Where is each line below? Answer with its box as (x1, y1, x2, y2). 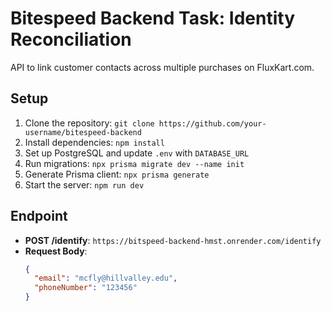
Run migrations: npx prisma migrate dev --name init (24, 157, 245, 169)
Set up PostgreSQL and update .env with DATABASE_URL (24, 147, 250, 159)
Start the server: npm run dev (24, 178, 145, 191)
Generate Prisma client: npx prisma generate (24, 168, 210, 180)
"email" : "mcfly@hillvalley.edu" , (34, 273, 178, 284)
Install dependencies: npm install (24, 136, 165, 148)
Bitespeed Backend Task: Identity (10, 7, 295, 30)
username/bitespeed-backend (24, 127, 142, 137)
